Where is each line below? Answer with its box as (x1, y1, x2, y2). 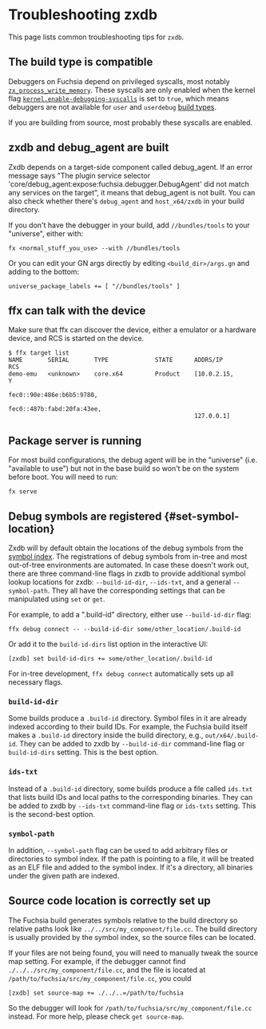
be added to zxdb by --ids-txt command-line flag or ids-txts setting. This (8, 801, 256, 810)
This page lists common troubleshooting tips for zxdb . (8, 32, 185, 42)
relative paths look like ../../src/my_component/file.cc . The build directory (8, 923, 258, 934)
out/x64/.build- (204, 732, 260, 740)
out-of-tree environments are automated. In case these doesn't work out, (8, 561, 249, 569)
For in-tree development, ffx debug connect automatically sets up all (8, 669, 234, 678)
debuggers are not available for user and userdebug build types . (8, 102, 217, 111)
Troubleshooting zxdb (8, 6, 158, 24)
